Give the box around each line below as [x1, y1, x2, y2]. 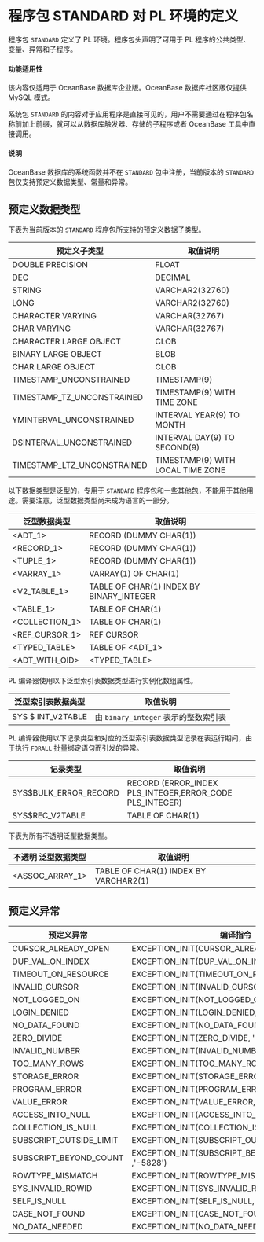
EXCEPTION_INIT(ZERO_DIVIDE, [131, 1032, 251, 1043]
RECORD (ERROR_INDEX [126, 777, 218, 788]
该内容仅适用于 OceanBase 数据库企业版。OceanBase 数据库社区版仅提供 [8, 83, 247, 93]
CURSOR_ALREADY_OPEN [12, 943, 110, 954]
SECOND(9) [155, 442, 200, 453]
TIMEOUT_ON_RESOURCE [12, 968, 109, 979]
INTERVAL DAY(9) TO [155, 432, 235, 443]
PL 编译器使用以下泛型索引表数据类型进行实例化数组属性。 [8, 676, 198, 685]
